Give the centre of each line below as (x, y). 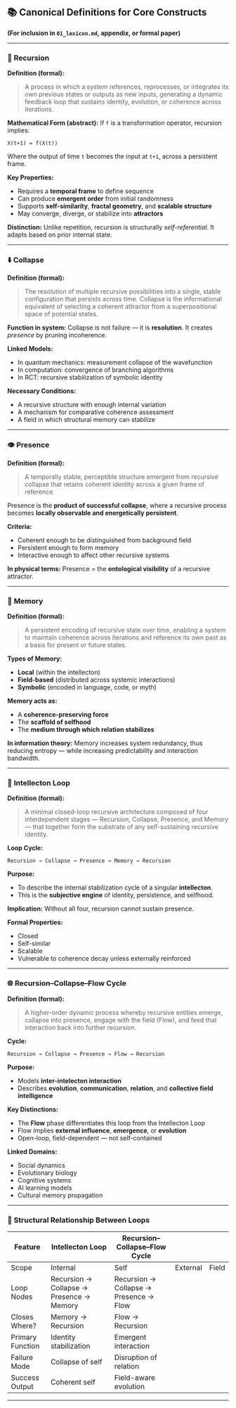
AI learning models (45, 1188)
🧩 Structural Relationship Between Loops (78, 1220)
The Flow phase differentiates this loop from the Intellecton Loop (111, 1123)
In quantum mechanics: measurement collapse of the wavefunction (115, 363)
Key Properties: (31, 177)
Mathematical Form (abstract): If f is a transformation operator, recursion (115, 123)
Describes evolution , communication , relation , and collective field (115, 1088)
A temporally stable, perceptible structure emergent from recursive (122, 476)
